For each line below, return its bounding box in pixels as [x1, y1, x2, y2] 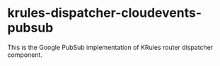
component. [7, 51, 42, 59]
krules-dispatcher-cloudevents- [7, 5, 202, 21]
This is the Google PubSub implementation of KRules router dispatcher [7, 43, 214, 51]
